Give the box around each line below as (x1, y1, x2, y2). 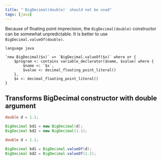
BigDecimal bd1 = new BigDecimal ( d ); (5, 124, 83, 129)
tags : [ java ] (5, 12, 32, 17)
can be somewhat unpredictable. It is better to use (5, 31, 108, 37)
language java (5, 46, 35, 51)
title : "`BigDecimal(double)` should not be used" (5, 7, 112, 12)
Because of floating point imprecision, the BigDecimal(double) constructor (5, 25, 157, 31)
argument (5, 101, 36, 110)
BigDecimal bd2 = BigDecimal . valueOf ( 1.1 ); (5, 151, 97, 156)
